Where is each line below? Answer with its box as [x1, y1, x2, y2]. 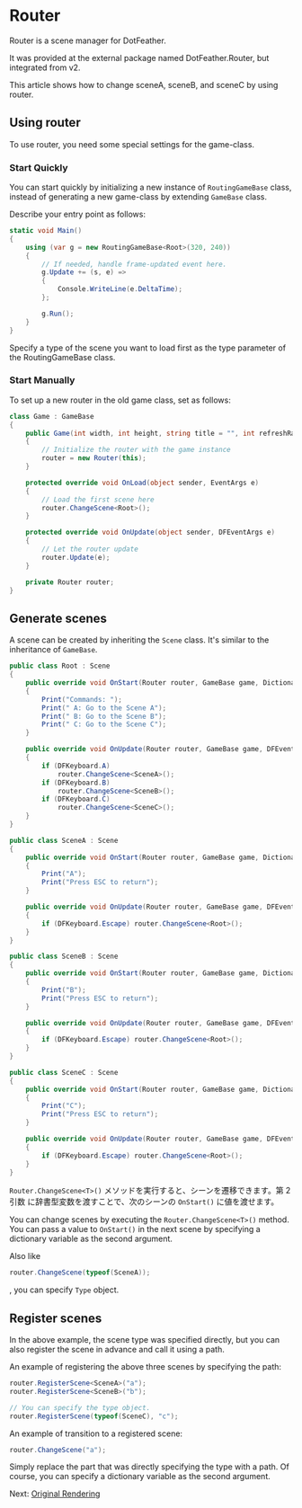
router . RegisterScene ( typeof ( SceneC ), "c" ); [9, 1412, 179, 1421]
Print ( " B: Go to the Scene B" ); [41, 712, 167, 721]
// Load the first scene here [41, 495, 155, 504]
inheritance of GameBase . [9, 644, 98, 655]
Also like [9, 1251, 41, 1262]
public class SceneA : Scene [9, 836, 119, 845]
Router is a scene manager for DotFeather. [9, 35, 166, 46]
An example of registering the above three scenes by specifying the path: [9, 1362, 281, 1372]
